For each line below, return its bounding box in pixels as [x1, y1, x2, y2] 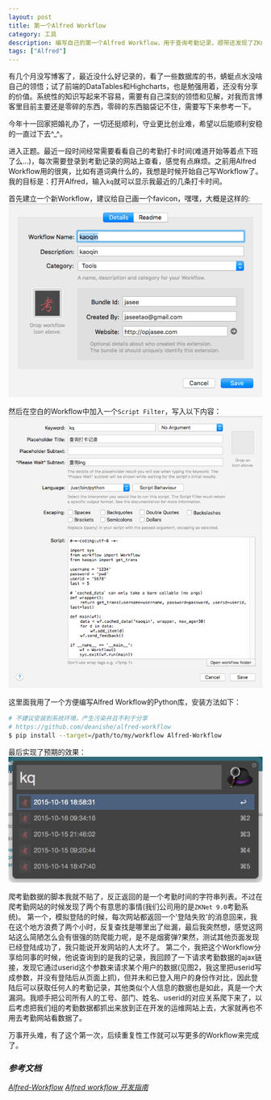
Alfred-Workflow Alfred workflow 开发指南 [8, 1082, 149, 1092]
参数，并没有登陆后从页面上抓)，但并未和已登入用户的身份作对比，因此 [15, 972, 252, 982]
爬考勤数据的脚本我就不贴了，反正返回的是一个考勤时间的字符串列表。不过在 [8, 891, 263, 901]
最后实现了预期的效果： [8, 747, 86, 756]
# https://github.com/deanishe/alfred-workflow [8, 723, 172, 731]
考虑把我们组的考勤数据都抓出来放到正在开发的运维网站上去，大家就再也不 [15, 1003, 263, 1013]
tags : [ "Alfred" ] [8, 47, 67, 56]
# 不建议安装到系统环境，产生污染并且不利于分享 [8, 714, 148, 723]
